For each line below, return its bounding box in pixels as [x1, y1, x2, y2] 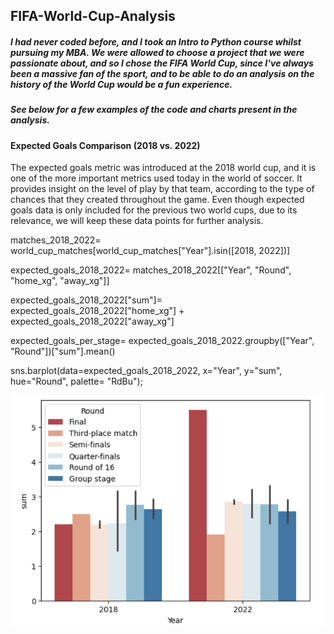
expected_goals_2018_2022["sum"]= [10, 294, 163, 306]
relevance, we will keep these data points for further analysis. [10, 215, 264, 227]
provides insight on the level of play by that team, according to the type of [10, 183, 315, 195]
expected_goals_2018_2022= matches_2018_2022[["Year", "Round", [10, 264, 292, 276]
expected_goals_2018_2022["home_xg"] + [10, 305, 185, 317]
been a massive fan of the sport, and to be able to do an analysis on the [10, 67, 315, 79]
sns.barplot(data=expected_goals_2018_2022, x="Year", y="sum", [10, 365, 283, 377]
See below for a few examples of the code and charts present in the [10, 104, 298, 116]
